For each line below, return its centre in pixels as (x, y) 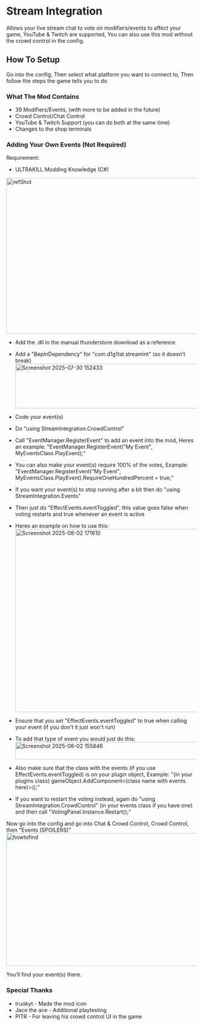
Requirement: (23, 158)
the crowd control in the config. (45, 41)
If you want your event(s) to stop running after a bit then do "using (97, 490)
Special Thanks (30, 990)
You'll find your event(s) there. (44, 975)
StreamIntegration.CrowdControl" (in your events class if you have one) (104, 806)
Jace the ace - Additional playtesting (61, 1010)
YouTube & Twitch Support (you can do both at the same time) (92, 123)
